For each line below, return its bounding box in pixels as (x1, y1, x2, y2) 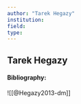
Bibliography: (7, 73, 47, 82)
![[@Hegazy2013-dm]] (7, 88, 71, 96)
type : (7, 29, 23, 36)
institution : (7, 16, 45, 23)
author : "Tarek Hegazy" (7, 10, 76, 17)
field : (7, 23, 26, 29)
